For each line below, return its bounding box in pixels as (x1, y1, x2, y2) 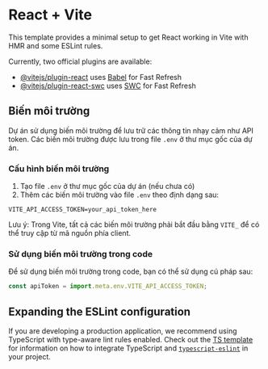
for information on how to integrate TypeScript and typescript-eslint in (8, 343, 249, 353)
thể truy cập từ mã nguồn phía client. (8, 229, 132, 238)
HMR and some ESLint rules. (8, 40, 103, 50)
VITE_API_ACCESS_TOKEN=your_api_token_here (8, 206, 157, 214)
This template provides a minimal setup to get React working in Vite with (8, 32, 249, 42)
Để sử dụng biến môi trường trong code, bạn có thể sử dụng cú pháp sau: (8, 266, 253, 276)
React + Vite (8, 6, 93, 24)
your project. (8, 352, 51, 362)
